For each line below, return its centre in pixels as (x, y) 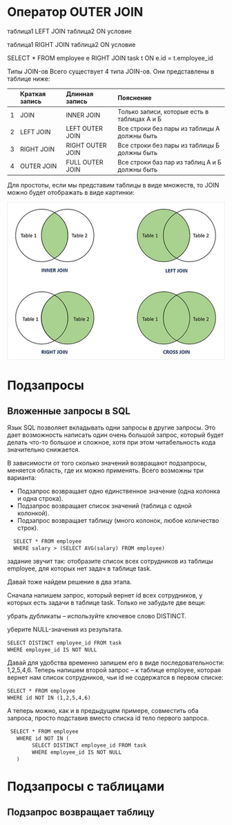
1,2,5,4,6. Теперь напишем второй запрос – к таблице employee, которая (114, 670)
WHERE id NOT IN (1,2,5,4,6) (49, 698)
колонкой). (33, 513)
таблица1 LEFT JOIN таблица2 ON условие (70, 31)
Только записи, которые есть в (163, 111)
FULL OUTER (85, 163)
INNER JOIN (83, 115)
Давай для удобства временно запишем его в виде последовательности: (116, 663)
